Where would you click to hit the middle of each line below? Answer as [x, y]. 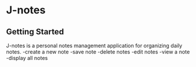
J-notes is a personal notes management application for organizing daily [94, 45]
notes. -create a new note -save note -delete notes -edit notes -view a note [98, 52]
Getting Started [35, 32]
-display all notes [27, 58]
